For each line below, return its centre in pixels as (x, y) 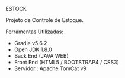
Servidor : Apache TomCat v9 (50, 68)
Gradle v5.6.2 (31, 43)
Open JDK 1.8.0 (33, 49)
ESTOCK (16, 9)
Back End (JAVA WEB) (41, 56)
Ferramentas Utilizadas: (34, 32)
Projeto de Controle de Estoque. (45, 20)
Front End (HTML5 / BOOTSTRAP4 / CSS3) (67, 62)
